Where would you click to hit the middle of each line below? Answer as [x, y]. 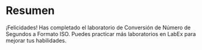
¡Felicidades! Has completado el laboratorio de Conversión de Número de [98, 27]
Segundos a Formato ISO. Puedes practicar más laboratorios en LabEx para [101, 34]
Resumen [30, 11]
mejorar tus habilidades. [36, 40]
